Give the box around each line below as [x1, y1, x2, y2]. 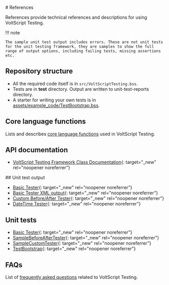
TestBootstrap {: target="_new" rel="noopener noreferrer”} [12, 246, 136, 252]
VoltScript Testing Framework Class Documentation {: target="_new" [12, 159, 157, 166]
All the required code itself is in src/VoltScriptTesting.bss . [12, 80, 138, 87]
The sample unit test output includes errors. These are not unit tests [5, 39, 163, 45]
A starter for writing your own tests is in [12, 97, 96, 103]
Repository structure [5, 67, 73, 76]
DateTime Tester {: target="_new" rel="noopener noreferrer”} [12, 201, 141, 207]
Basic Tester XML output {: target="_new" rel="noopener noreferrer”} [12, 190, 158, 196]
